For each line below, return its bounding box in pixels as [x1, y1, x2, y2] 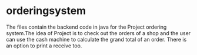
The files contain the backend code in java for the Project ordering [6, 23, 167, 30]
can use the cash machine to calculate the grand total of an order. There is [6, 36, 187, 43]
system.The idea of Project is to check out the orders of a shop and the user [6, 29, 191, 36]
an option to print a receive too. [6, 42, 82, 49]
